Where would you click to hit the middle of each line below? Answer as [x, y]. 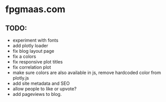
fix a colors [24, 56]
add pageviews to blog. [37, 94]
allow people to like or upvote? [45, 89]
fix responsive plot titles [38, 62]
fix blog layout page [33, 51]
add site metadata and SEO [41, 83]
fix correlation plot [32, 67]
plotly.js [21, 78]
